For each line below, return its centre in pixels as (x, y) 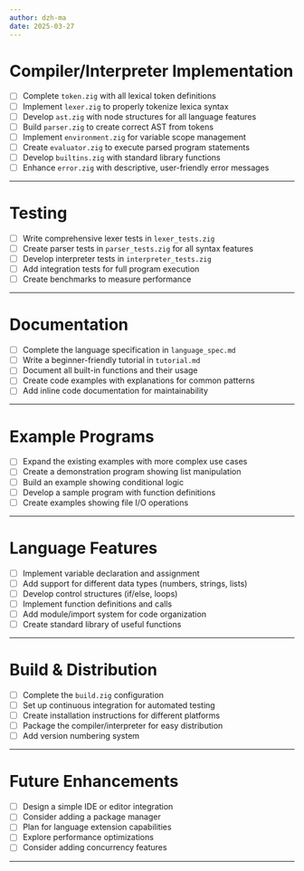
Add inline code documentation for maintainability (115, 391)
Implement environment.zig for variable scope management (134, 137)
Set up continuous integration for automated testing (119, 705)
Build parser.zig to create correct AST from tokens (118, 127)
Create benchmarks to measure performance (107, 279)
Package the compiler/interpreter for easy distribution (123, 726)
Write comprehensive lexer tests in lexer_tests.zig (119, 238)
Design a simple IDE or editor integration (98, 807)
